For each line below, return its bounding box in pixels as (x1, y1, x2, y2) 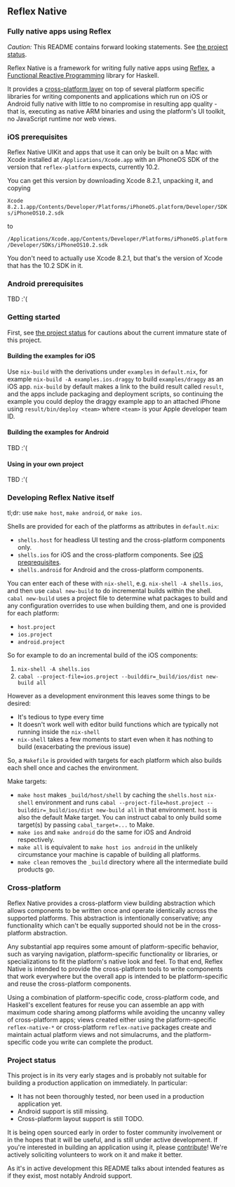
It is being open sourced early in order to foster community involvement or (7, 1128, 222, 1137)
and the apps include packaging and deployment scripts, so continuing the (7, 389, 224, 398)
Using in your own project (7, 459, 84, 468)
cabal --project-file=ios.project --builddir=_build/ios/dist (17, 673, 203, 681)
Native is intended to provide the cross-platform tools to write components (7, 964, 223, 973)
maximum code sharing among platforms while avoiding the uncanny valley (7, 1008, 225, 1016)
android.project (17, 639, 65, 646)
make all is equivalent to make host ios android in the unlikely (17, 843, 198, 851)
